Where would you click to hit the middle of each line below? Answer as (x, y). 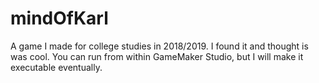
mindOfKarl (59, 18)
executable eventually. (56, 67)
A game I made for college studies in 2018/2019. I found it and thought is (159, 46)
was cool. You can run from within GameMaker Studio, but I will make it (157, 56)
